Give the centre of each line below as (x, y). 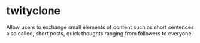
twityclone (34, 11)
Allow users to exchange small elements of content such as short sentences (100, 27)
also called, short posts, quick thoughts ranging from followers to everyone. (100, 33)
